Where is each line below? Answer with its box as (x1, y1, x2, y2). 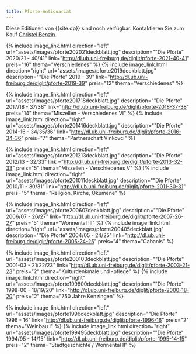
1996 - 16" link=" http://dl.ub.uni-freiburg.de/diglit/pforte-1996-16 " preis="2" (6, 317, 189, 324)
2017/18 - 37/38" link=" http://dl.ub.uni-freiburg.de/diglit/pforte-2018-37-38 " (6, 103, 190, 110)
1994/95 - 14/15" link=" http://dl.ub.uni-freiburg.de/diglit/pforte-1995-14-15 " (6, 335, 187, 342)
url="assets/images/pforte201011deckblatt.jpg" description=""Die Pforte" (6, 177, 182, 184)
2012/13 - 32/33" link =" (6, 158, 64, 165)
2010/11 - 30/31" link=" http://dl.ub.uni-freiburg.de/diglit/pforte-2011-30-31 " (6, 183, 186, 190)
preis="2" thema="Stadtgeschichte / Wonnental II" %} (6, 341, 136, 348)
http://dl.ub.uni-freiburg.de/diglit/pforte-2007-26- (64, 213, 184, 220)
